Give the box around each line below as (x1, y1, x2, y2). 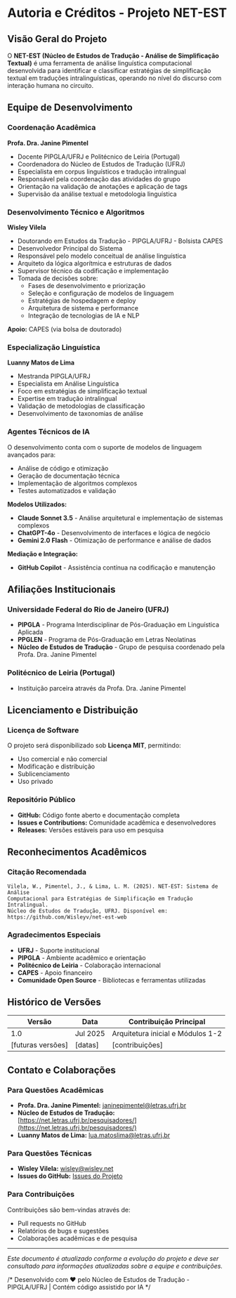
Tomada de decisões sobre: (17, 274, 98, 282)
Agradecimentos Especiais (7, 930, 101, 940)
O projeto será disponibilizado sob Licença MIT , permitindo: (7, 741, 181, 749)
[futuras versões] (11, 1040, 69, 1050)
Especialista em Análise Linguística (17, 379, 119, 388)
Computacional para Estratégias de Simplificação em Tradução (7, 896, 193, 903)
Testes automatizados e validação (17, 486, 117, 494)
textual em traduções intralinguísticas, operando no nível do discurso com (7, 74, 222, 82)
